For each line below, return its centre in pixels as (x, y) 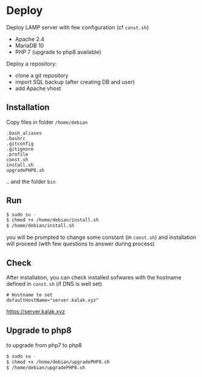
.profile (17, 154)
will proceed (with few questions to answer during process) (80, 244)
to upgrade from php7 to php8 (44, 345)
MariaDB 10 (29, 45)
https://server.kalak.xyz (36, 312)
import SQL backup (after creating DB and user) (75, 82)
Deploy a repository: (32, 64)
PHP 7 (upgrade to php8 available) (58, 52)
